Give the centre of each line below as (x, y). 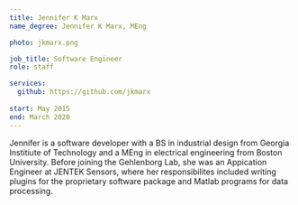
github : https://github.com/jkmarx (84, 92)
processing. (32, 191)
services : (28, 84)
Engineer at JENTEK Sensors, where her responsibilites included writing (143, 172)
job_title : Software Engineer (66, 59)
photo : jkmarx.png (44, 42)
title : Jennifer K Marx (54, 18)
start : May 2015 (40, 108)
